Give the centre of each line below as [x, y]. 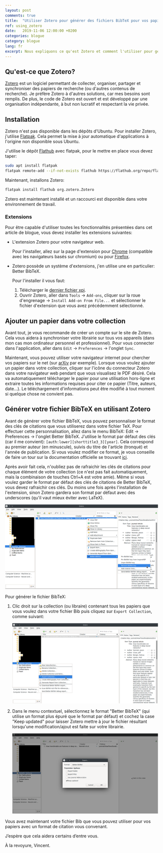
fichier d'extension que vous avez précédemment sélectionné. [81, 306]
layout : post [18, 10]
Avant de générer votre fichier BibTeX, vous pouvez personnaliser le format [80, 421]
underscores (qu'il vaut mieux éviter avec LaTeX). [55, 497]
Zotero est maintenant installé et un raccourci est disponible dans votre [76, 199]
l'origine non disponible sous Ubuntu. [42, 142]
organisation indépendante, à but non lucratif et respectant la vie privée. [77, 104]
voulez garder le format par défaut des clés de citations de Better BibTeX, [78, 482]
